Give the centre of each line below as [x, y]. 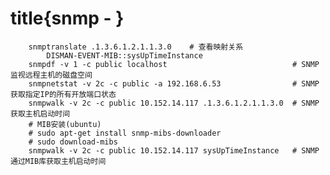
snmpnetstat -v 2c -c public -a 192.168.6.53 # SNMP [174, 83]
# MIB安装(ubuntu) [65, 124]
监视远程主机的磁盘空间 [51, 75]
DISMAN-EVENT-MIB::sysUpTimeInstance [124, 55]
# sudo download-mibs [73, 142]
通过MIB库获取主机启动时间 [58, 161]
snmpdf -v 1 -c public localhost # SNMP [174, 64]
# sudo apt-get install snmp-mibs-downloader [125, 133]
